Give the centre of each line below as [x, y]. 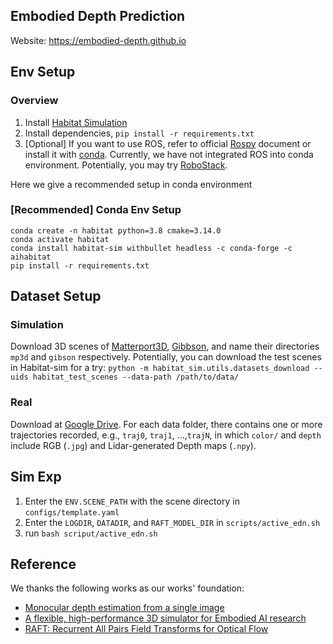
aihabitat [31, 257]
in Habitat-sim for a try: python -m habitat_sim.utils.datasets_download [160, 368]
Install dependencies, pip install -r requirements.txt [139, 133]
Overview [34, 101]
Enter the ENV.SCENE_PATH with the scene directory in [132, 501]
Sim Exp [36, 477]
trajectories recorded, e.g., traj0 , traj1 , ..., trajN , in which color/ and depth [166, 435]
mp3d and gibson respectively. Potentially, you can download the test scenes [166, 357]
